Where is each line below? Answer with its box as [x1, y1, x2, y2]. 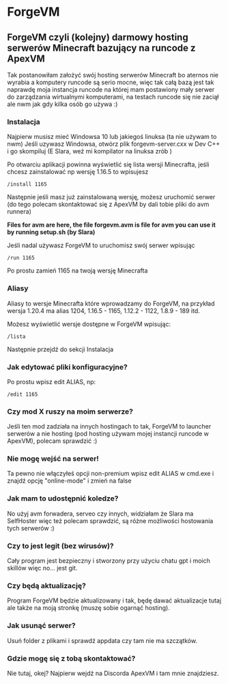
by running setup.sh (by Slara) [7, 228, 96, 236]
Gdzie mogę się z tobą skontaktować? [7, 653, 136, 663]
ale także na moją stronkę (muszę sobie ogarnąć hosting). [7, 604, 171, 612]
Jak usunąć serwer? [7, 621, 76, 631]
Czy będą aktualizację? [7, 581, 87, 590]
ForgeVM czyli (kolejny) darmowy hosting [7, 31, 189, 43]
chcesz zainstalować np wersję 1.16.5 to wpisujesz [7, 168, 149, 176]
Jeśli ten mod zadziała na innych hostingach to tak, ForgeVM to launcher [7, 422, 212, 431]
